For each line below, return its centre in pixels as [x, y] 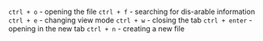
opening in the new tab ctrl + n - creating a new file [96, 29]
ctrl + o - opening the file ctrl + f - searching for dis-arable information [132, 12]
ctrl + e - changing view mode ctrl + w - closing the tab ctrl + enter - [130, 20]
